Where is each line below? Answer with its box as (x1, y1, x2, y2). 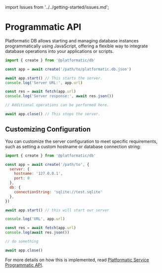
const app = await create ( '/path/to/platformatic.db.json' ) (5, 67, 132, 72)
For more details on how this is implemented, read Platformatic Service (5, 257, 149, 263)
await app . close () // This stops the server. (5, 112, 100, 117)
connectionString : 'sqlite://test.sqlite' (14, 190, 103, 195)
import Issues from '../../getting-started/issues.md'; (5, 4, 109, 10)
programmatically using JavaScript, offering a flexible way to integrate (5, 43, 148, 49)
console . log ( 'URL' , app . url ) (5, 217, 65, 222)
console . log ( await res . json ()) (5, 230, 70, 235)
